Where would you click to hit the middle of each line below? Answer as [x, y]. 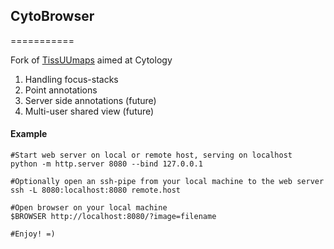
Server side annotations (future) [90, 100]
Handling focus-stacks [71, 79]
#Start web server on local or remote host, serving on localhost [151, 155]
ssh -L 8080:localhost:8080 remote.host [96, 190]
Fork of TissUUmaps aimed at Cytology [91, 60]
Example [29, 134]
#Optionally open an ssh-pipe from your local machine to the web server [167, 182]
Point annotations [61, 90]
